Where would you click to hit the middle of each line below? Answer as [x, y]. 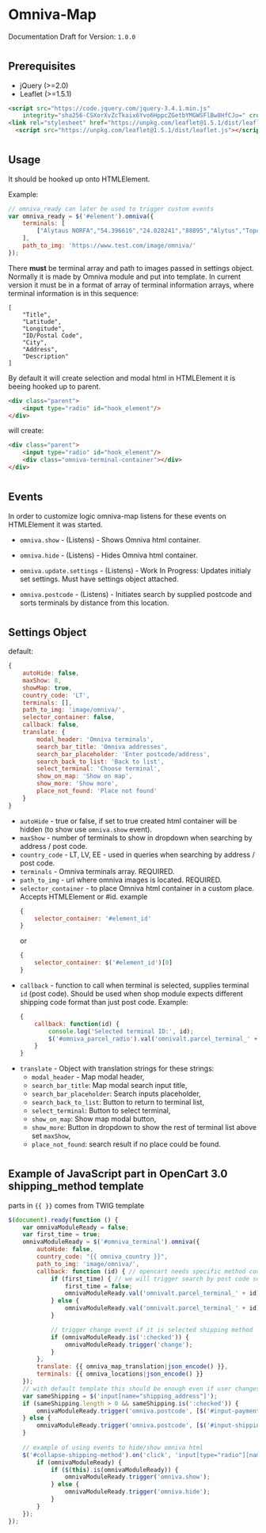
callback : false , [51, 725]
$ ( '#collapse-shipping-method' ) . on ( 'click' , [97, 1455]
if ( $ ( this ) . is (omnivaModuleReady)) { [114, 1470]
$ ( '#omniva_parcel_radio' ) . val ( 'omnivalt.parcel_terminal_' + [153, 1039]
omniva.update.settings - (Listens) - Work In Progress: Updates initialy [135, 570]
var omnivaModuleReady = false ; [76, 1227]
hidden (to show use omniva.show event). [86, 829]
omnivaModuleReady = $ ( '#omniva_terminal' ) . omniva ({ [111, 1242]
